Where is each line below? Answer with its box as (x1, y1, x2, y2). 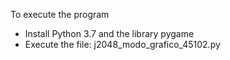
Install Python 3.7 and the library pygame (24, 28, 195, 39)
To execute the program (10, 9, 110, 20)
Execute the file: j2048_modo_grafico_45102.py (24, 39, 221, 50)
